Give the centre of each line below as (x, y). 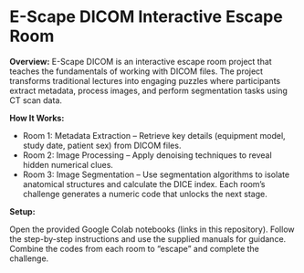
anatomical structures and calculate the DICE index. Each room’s (144, 184)
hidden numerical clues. (68, 164)
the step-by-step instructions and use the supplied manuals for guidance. (148, 238)
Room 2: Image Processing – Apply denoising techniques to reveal (147, 155)
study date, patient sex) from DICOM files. (102, 145)
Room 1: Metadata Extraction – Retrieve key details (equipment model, (154, 135)
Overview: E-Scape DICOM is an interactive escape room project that (141, 61)
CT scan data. (36, 100)
